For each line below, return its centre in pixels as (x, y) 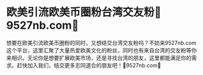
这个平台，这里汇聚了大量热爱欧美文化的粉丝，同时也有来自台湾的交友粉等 (99, 50)
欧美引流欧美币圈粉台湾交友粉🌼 (84, 12)
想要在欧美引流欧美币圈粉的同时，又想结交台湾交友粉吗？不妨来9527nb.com (101, 43)
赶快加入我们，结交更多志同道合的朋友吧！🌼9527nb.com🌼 (89, 65)
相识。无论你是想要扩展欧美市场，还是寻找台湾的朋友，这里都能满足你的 (101, 58)
